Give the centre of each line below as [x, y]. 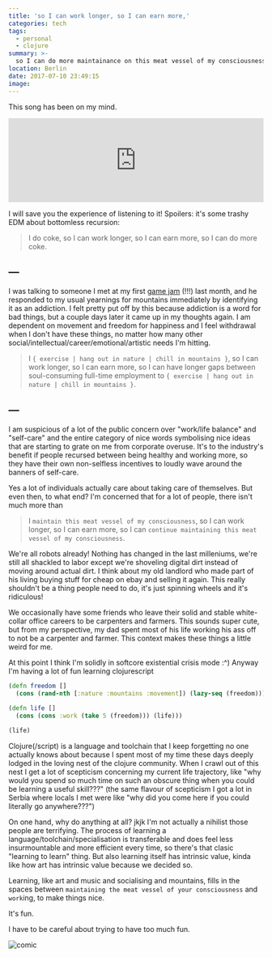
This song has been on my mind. [63, 107]
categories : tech [38, 23]
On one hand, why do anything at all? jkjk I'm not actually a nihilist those [128, 822]
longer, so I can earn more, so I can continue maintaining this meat [142, 530]
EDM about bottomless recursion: [64, 222]
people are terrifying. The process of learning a [87, 830]
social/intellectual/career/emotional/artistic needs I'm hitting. [110, 343]
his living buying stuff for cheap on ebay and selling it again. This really [127, 580]
